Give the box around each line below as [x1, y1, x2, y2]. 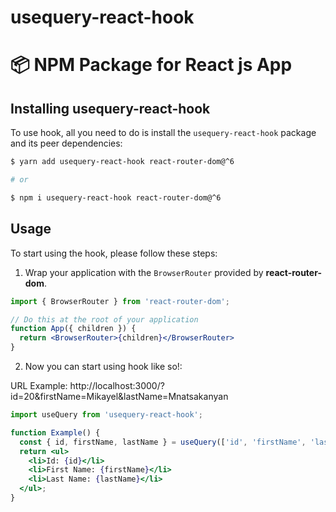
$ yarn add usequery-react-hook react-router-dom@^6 [10, 157, 235, 167]
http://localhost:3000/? [69, 380, 165, 391]
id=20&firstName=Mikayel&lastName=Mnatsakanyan [10, 391, 229, 402]
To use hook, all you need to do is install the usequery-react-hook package [10, 127, 317, 139]
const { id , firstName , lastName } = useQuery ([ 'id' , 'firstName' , [19, 437, 307, 447]
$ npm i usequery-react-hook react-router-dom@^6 [10, 192, 222, 203]
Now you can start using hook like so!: [24, 361, 183, 372]
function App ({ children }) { [10, 324, 137, 334]
